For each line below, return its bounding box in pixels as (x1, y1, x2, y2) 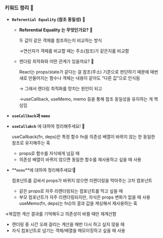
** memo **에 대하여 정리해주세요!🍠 (11, 167, 76, 173)
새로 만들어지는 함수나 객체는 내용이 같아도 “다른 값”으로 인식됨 (19, 75, 140, 81)
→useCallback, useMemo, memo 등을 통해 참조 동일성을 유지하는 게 (19, 96, 153, 102)
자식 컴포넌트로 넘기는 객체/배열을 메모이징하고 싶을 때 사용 (11, 228, 126, 234)
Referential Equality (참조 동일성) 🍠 (11, 16, 86, 23)
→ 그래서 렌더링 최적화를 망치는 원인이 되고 (19, 85, 102, 92)
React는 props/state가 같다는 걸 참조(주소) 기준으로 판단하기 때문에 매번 (19, 69, 159, 75)
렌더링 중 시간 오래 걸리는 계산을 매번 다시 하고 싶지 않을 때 (11, 221, 125, 228)
